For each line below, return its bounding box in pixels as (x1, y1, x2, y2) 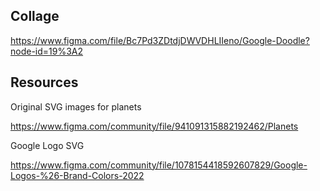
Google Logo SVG (10, 139, 85, 151)
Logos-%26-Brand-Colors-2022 (10, 169, 145, 181)
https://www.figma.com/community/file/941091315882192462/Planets (10, 120, 299, 132)
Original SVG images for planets (10, 100, 142, 113)
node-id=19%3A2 (10, 45, 84, 57)
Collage (10, 8, 60, 25)
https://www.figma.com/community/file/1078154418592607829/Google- (10, 159, 308, 171)
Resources (10, 74, 79, 91)
